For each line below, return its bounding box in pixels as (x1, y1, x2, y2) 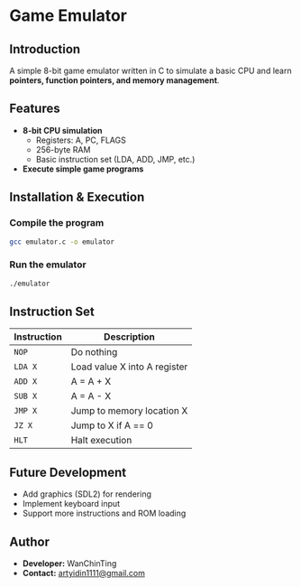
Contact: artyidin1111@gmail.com (22, 567, 146, 578)
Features (9, 101, 60, 116)
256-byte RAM (35, 144, 91, 154)
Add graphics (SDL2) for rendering (22, 489, 151, 499)
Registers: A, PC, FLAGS (35, 135, 126, 145)
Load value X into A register (70, 360, 188, 373)
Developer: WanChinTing (22, 557, 117, 569)
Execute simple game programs (22, 163, 144, 174)
